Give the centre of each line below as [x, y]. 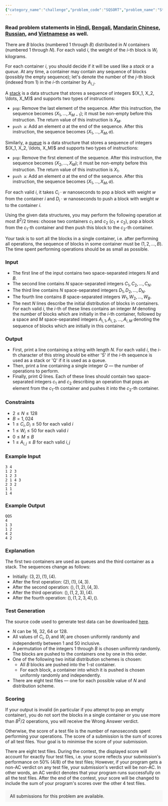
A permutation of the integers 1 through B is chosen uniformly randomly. [87, 649]
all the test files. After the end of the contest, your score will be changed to [82, 778]
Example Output [25, 506]
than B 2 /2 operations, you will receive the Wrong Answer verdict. [72, 721]
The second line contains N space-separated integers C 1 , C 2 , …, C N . [82, 284]
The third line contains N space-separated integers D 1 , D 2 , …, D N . [79, 291]
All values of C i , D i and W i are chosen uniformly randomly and [76, 637]
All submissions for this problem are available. [57, 796]
